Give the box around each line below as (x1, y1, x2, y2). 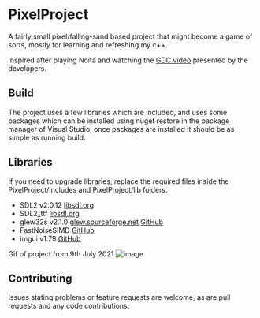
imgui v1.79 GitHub (19, 234, 81, 243)
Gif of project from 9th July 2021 (8, 249, 114, 258)
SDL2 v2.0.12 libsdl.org (19, 200, 95, 210)
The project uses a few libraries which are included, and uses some (8, 107, 228, 117)
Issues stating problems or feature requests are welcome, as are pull (8, 293, 231, 302)
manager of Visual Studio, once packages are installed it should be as (8, 124, 235, 133)
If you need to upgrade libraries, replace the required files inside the (8, 176, 229, 186)
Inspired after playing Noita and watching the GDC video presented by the (8, 55, 248, 65)
